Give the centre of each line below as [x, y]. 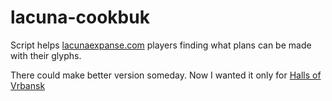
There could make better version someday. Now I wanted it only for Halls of [166, 75]
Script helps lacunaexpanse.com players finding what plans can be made [161, 45]
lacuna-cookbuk [80, 17]
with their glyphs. [46, 55]
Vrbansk [28, 85]
